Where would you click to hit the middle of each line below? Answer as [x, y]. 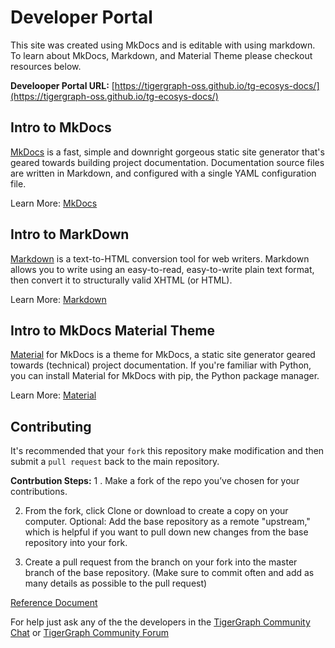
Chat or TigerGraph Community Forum [89, 633]
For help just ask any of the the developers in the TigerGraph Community [160, 622]
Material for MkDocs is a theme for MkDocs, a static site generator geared [163, 355]
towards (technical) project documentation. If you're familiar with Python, [161, 365]
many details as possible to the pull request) [116, 583]
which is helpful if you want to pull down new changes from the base [166, 532]
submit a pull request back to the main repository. [115, 462]
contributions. [39, 492]
